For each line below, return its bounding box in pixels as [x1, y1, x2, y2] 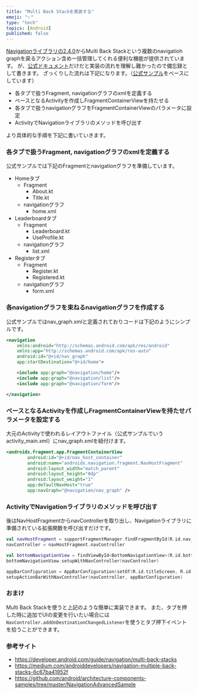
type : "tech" [6, 19, 38, 25]
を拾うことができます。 [6, 625, 63, 633]
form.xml [32, 288, 54, 295]
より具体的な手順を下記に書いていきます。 [6, 132, 109, 139]
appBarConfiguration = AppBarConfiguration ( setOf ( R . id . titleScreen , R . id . [6, 568, 194, 575]
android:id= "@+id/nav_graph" [16, 354, 88, 360]
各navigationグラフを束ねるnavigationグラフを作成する [6, 304, 165, 312]
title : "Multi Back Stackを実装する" [6, 8, 94, 15]
